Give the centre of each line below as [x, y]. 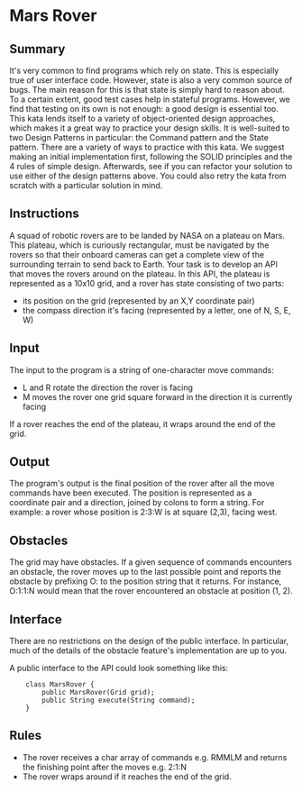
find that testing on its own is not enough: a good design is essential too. [144, 109]
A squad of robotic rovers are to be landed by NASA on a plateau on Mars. [147, 235]
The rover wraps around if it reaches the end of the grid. [127, 777]
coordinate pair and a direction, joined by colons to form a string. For [137, 503]
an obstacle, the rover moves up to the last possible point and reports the [146, 572]
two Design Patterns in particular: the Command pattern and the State [139, 137]
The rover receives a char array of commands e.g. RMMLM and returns [155, 757]
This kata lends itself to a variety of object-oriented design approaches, [142, 118]
